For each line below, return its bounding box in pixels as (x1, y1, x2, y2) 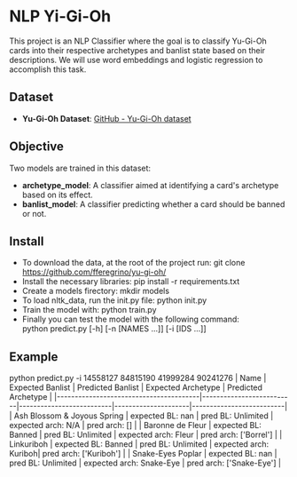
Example (9, 349, 59, 364)
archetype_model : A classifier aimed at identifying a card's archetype (21, 179, 279, 190)
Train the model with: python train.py (21, 305, 157, 315)
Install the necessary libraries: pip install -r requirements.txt (21, 276, 240, 287)
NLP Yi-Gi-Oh (9, 6, 112, 27)
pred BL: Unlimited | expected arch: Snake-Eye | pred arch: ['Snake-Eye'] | (9, 457, 282, 468)
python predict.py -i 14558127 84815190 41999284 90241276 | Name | (9, 373, 267, 384)
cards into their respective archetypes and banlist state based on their (9, 44, 266, 55)
